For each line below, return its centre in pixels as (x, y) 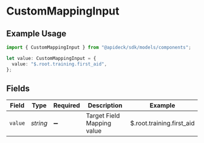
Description (105, 105)
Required (66, 105)
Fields (18, 88)
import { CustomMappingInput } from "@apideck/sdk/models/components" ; (99, 47)
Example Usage (36, 34)
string (39, 124)
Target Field (103, 116)
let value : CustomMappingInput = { (51, 58)
